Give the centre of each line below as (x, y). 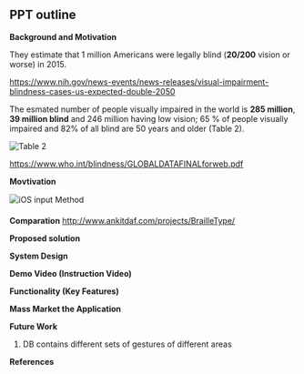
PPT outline (43, 15)
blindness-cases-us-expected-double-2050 (92, 91)
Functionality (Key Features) (65, 291)
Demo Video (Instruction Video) (71, 273)
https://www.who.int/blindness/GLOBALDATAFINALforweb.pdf (127, 164)
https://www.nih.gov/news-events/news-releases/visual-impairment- (139, 82)
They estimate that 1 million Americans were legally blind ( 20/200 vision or (150, 55)
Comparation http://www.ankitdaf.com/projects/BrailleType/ (122, 220)
